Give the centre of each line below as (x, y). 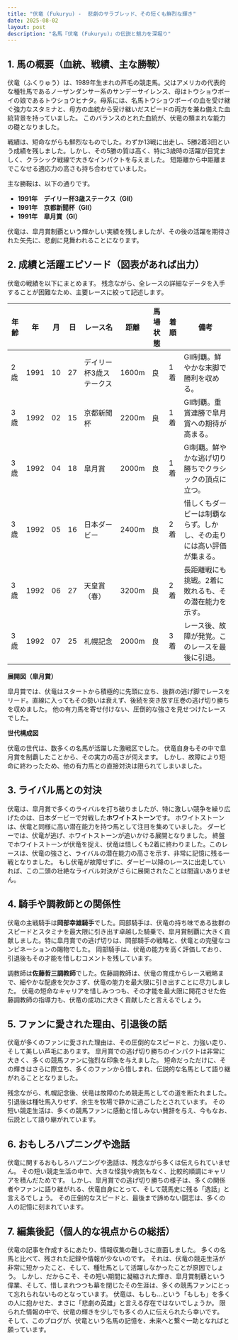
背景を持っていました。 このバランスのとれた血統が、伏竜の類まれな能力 (119, 118)
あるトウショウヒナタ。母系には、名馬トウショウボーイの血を (122, 101)
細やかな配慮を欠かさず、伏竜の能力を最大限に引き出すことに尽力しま (122, 982)
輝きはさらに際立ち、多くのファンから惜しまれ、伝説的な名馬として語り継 (122, 1069)
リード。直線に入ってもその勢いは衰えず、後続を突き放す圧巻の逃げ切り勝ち (119, 700)
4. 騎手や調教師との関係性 (64, 904)
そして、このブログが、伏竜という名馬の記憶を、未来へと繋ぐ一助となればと (119, 1320)
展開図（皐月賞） (32, 676)
